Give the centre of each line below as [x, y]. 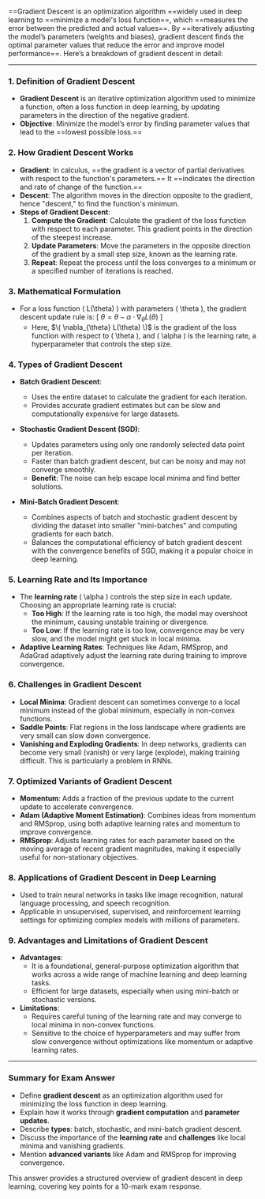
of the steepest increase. [72, 237]
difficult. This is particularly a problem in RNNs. [96, 760]
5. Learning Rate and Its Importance [78, 579]
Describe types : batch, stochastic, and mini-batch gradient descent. [131, 1129]
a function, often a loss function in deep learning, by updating [120, 107]
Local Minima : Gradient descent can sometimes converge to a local [130, 702]
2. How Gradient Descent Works [71, 153]
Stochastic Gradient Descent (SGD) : [80, 429]
